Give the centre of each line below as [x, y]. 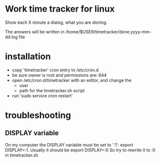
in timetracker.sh [22, 155]
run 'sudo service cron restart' [42, 96]
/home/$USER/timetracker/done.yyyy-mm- [108, 32]
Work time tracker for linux [60, 9]
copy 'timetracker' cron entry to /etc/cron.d [55, 70]
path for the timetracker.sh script [52, 90]
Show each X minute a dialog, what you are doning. [56, 22]
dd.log [11, 37]
